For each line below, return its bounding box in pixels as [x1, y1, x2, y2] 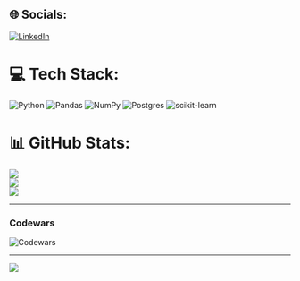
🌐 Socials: [9, 7, 68, 22]
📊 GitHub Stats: [9, 132, 131, 153]
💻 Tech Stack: [9, 64, 120, 84]
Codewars [9, 217, 55, 229]
